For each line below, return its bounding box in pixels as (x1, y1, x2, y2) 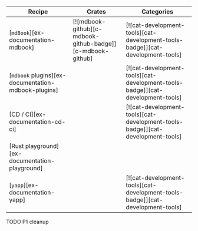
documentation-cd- (9, 118, 66, 126)
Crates (87, 8, 106, 15)
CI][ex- (25, 110, 47, 118)
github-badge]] (72, 39, 117, 48)
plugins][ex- (31, 71, 67, 79)
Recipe (28, 8, 48, 15)
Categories (141, 8, 174, 15)
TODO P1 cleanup (6, 218, 49, 225)
